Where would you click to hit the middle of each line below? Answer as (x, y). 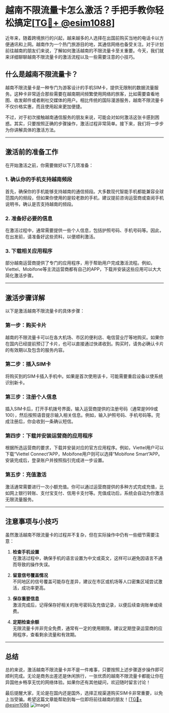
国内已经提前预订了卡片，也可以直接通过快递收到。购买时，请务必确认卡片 (87, 344)
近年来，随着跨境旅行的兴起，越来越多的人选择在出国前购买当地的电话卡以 (82, 38)
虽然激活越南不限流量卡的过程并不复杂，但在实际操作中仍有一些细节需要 (80, 535)
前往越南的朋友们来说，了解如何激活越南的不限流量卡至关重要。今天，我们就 (84, 51)
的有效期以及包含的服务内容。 (36, 350)
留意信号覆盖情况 (30, 575)
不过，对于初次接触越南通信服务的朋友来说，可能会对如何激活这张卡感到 (80, 117)
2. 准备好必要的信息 (29, 218)
